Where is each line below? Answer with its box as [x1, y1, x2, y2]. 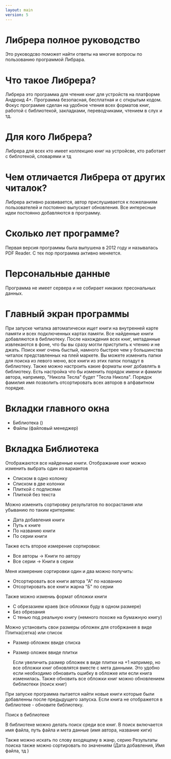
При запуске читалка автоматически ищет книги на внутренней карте [5, 325, 159, 331]
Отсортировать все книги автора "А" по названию [12, 578, 123, 584]
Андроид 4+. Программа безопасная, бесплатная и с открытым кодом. [5, 97, 162, 103]
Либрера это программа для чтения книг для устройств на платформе [5, 91, 160, 98]
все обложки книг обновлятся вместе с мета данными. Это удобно [12, 664, 160, 671]
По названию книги [12, 527, 56, 534]
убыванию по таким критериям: [5, 507, 76, 513]
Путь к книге [12, 522, 41, 528]
